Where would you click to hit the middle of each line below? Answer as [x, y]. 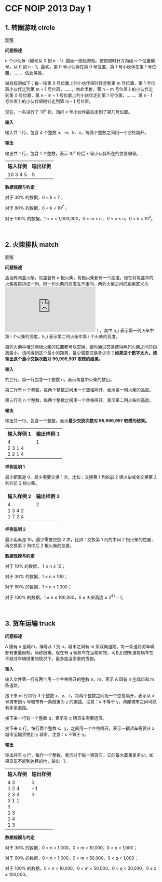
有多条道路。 [18, 707]
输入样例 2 [19, 497]
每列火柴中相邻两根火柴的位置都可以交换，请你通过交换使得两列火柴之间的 [79, 347]
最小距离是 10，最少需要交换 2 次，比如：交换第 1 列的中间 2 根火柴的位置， [80, 540]
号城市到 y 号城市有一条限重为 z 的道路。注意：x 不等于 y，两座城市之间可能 [81, 702]
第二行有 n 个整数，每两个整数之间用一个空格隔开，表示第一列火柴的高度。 [79, 390]
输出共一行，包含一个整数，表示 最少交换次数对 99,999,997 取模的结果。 [77, 421]
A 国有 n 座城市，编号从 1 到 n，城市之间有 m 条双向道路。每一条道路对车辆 [80, 646]
